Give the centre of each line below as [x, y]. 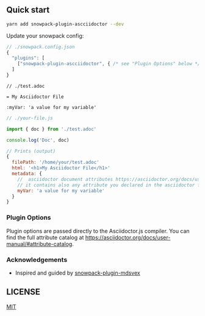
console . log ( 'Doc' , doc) [38, 140]
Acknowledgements [37, 259]
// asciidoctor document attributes [65, 179]
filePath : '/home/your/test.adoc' [56, 163]
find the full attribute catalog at [45, 237]
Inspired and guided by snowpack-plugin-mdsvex [77, 273]
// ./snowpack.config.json [41, 47]
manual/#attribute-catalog [39, 244]
